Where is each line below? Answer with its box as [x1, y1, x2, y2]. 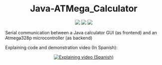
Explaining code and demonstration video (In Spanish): [5, 44, 118, 50]
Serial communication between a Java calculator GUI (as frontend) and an [5, 29, 157, 35]
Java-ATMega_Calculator [30, 3, 138, 14]
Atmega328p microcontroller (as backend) [5, 35, 93, 41]
